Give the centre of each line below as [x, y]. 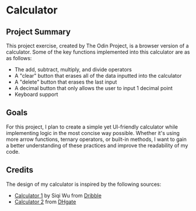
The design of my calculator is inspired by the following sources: [84, 184]
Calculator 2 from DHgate [45, 202]
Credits [20, 170]
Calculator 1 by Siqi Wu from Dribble [58, 195]
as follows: [19, 58]
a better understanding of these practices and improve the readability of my [97, 145]
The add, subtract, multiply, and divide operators [73, 70]
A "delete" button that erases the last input [66, 82]
